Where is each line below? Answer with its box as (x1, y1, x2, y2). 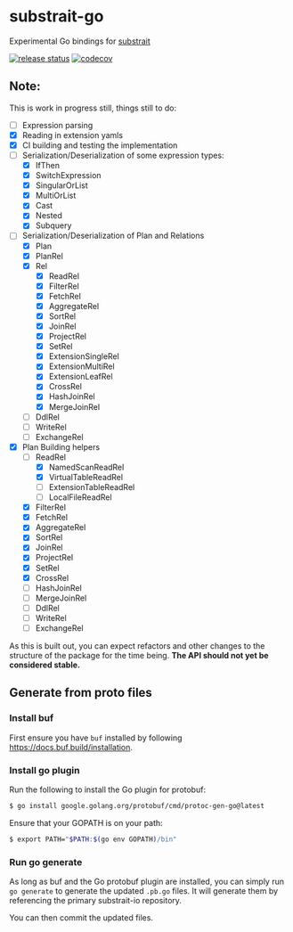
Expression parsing (21, 119, 94, 130)
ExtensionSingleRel (48, 351, 120, 362)
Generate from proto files (9, 685, 153, 700)
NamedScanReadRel (48, 462, 125, 472)
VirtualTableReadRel (48, 471, 123, 482)
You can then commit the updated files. (9, 912, 154, 923)
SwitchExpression (35, 170, 102, 181)
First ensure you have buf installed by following (9, 732, 183, 743)
